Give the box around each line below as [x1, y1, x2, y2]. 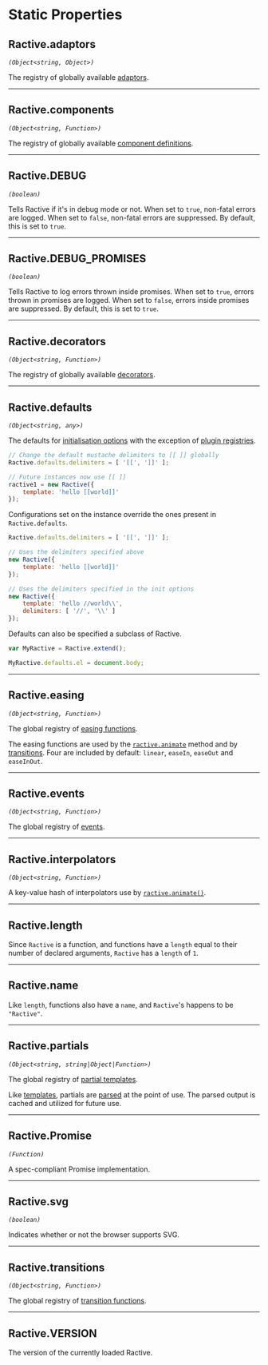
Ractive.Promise [8, 1129, 93, 1143]
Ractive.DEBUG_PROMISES [8, 252, 147, 265]
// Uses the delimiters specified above [8, 548, 145, 556]
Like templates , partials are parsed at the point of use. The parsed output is [8, 1089, 256, 1100]
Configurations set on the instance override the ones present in [8, 510, 217, 519]
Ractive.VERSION [8, 1327, 97, 1340]
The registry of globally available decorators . [8, 370, 156, 380]
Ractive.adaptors [8, 38, 96, 51]
